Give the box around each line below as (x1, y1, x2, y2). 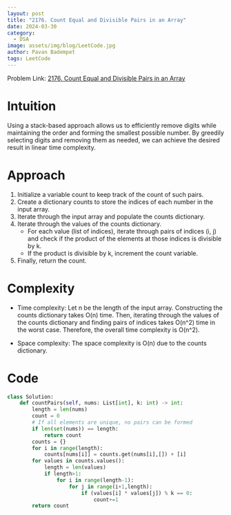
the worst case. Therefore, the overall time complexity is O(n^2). (17, 326, 200, 334)
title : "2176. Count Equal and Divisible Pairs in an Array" (7, 17, 187, 24)
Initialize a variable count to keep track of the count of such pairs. (17, 190, 204, 198)
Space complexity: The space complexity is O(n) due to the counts (17, 339, 207, 347)
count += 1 (93, 496, 119, 503)
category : (7, 29, 36, 37)
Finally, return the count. (17, 256, 87, 265)
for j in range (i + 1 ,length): (68, 483, 153, 490)
